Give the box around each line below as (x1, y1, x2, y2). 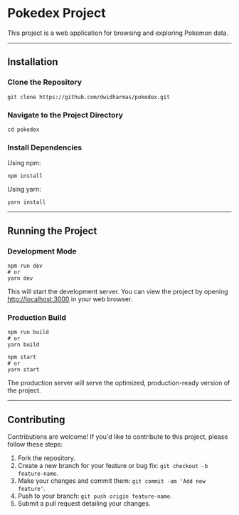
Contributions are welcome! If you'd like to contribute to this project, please (7, 432, 228, 441)
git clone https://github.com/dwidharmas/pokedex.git (7, 93, 171, 100)
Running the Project (7, 224, 97, 236)
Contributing (7, 413, 65, 425)
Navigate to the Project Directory (7, 110, 123, 120)
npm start (7, 354, 37, 361)
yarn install (7, 199, 46, 206)
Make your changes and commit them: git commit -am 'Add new (17, 477, 206, 485)
